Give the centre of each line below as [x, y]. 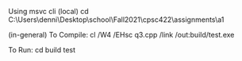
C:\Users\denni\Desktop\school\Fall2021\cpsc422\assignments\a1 [116, 20]
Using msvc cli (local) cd [48, 11]
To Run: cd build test [42, 50]
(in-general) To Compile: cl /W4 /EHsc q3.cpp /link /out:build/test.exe [121, 35]
